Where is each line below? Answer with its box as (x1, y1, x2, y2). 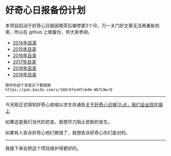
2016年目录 (12, 52, 37, 59)
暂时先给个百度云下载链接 (5, 83, 51, 88)
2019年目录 (12, 71, 37, 77)
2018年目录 (12, 65, 37, 71)
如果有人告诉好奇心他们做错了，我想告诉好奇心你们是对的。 (5, 129, 130, 136)
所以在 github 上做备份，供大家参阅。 (14, 29, 93, 35)
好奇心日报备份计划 (5, 5, 86, 16)
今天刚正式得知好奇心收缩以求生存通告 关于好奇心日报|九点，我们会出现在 (5, 101, 159, 108)
